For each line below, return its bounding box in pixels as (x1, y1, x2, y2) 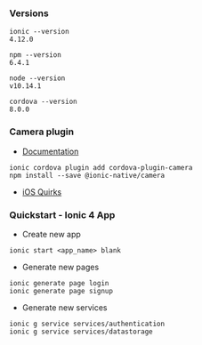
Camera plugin (9, 125, 74, 138)
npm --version (9, 51, 62, 60)
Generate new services (21, 301, 108, 313)
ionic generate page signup (9, 286, 114, 295)
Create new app (21, 229, 82, 239)
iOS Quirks (21, 186, 62, 197)
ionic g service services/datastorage (9, 327, 153, 336)
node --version (9, 74, 66, 83)
